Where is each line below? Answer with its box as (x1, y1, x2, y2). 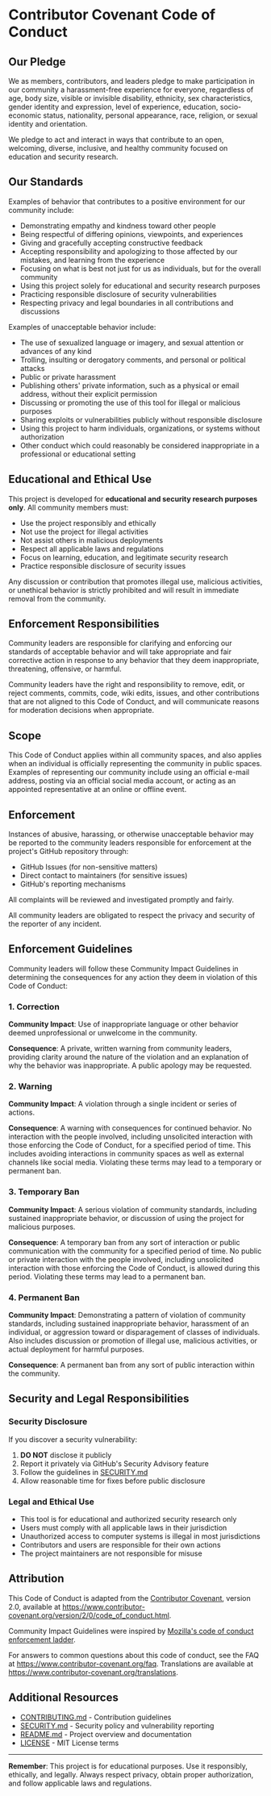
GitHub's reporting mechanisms (19, 879, 127, 889)
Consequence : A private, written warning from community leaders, (8, 1044, 232, 1053)
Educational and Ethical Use (8, 473, 152, 486)
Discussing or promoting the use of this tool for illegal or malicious (19, 398, 240, 407)
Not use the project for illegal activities (19, 527, 149, 536)
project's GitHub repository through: (8, 847, 129, 856)
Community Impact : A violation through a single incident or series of (8, 1099, 237, 1109)
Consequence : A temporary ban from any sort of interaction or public (8, 1237, 240, 1247)
